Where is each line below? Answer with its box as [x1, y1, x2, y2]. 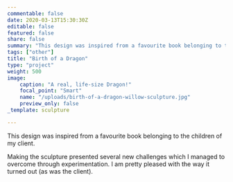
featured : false [7, 29, 54, 37]
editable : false [7, 23, 54, 30]
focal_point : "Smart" [19, 87, 82, 94]
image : [7, 74, 26, 82]
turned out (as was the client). [7, 167, 94, 175]
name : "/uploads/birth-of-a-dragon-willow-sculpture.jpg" [19, 94, 191, 101]
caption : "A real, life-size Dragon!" [19, 81, 132, 88]
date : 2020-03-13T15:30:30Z [7, 17, 89, 24]
